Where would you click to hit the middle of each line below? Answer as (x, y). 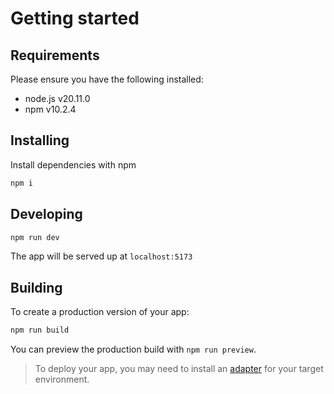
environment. (62, 379)
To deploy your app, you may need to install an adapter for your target (179, 369)
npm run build (40, 330)
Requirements (55, 55)
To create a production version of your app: (100, 312)
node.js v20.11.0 (57, 98)
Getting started (75, 18)
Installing (40, 140)
